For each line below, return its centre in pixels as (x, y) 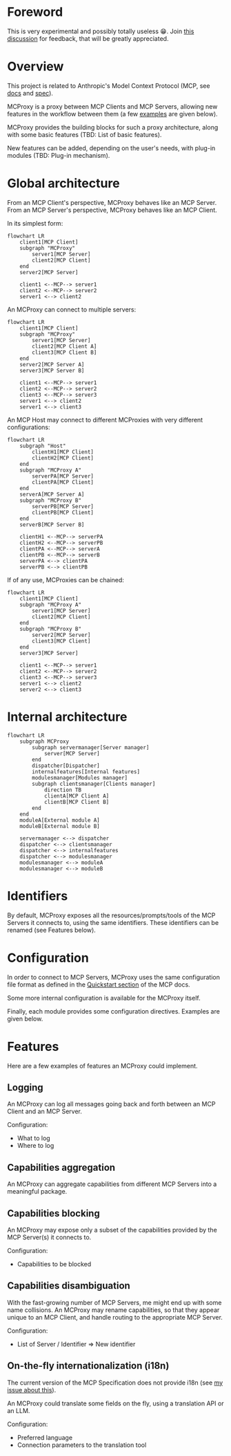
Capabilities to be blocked (54, 1264)
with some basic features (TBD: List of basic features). (84, 134)
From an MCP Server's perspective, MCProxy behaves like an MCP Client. (112, 210)
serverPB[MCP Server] (63, 506)
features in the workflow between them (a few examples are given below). (113, 114)
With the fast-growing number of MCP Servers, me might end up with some (114, 1302)
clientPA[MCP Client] (63, 482)
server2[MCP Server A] (52, 364)
